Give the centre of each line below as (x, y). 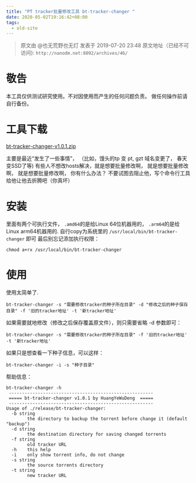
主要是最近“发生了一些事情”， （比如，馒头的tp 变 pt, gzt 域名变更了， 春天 (97, 158)
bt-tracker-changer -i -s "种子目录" (50, 365)
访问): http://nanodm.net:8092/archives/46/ (74, 53)
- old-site (25, 28)
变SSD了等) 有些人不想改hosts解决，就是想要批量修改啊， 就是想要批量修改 (97, 166)
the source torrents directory (65, 465)
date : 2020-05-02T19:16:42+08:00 (47, 17)
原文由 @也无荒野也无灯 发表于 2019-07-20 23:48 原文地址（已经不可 (104, 45)
